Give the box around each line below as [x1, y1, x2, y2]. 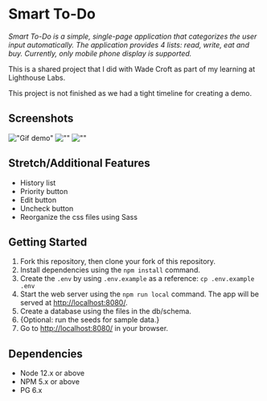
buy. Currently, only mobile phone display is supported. [8, 48, 192, 58]
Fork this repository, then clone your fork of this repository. [19, 257, 216, 267]
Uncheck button [19, 203, 74, 213]
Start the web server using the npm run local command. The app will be [19, 289, 260, 299]
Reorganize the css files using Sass [19, 212, 138, 221]
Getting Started [8, 235, 88, 249]
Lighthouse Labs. [8, 72, 66, 82]
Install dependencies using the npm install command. [19, 265, 201, 275]
